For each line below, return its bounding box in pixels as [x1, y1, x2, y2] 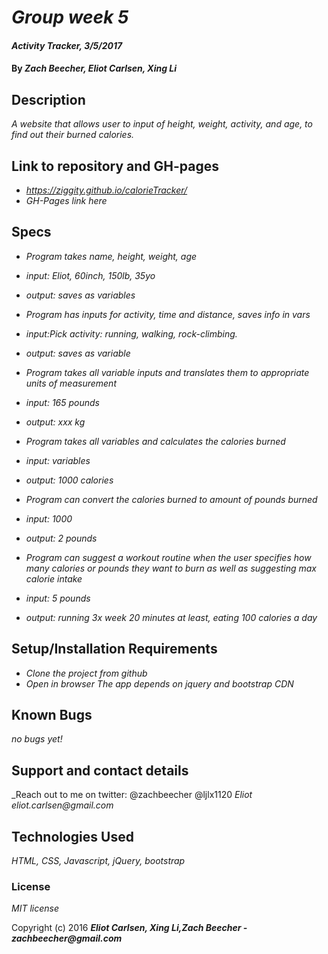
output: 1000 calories [25, 474, 114, 486]
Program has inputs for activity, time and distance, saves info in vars [25, 308, 311, 320]
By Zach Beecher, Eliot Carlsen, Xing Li [11, 62, 178, 75]
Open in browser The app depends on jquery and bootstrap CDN [25, 677, 294, 690]
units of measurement [25, 377, 117, 389]
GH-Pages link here [25, 195, 108, 206]
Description [11, 91, 86, 108]
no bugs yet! [11, 733, 63, 745]
